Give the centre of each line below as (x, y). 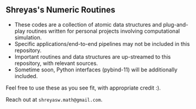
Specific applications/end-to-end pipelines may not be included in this (102, 44)
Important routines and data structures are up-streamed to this (93, 56)
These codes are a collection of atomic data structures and (88, 24)
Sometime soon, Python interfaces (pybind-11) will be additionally (96, 70)
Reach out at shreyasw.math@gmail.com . (54, 99)
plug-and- (176, 24)
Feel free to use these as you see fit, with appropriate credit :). (83, 88)
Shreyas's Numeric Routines (60, 10)
